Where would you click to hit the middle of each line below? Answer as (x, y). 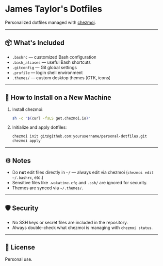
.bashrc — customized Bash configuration (54, 57)
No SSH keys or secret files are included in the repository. (70, 222)
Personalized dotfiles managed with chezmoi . (50, 22)
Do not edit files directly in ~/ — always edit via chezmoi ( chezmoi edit (83, 172)
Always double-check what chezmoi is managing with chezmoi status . (82, 228)
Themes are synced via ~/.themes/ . (48, 188)
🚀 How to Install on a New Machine (58, 98)
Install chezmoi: (28, 109)
